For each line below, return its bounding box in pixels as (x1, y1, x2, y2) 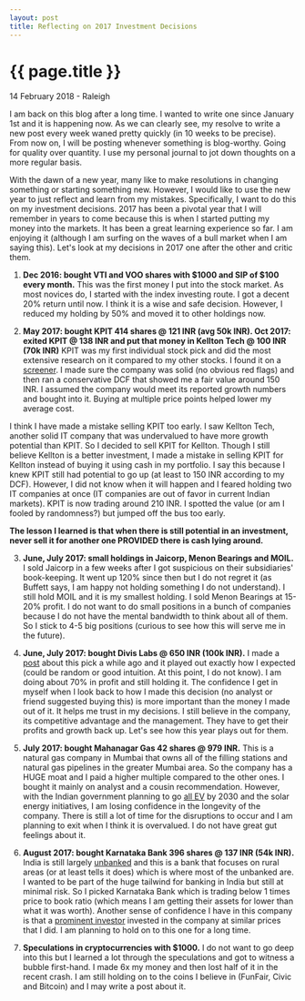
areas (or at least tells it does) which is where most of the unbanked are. (22, 866, 294, 878)
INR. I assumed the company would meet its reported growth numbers (22, 384, 287, 395)
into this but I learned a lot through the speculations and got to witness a (22, 952, 295, 963)
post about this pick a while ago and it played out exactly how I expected (22, 657, 296, 669)
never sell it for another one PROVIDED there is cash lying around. (9, 535, 264, 546)
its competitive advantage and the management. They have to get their (22, 715, 289, 726)
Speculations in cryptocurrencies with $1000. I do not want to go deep (22, 943, 294, 954)
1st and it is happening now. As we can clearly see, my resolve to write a (9, 118, 280, 129)
